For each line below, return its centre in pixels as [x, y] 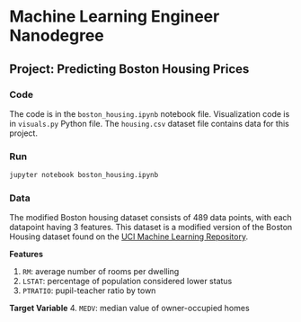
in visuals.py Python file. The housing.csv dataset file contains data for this [149, 123]
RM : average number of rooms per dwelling [101, 272]
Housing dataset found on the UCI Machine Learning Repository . [129, 237]
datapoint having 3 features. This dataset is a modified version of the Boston [151, 228]
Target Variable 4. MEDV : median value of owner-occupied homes [129, 309]
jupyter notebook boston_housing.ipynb [84, 175]
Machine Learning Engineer [115, 17]
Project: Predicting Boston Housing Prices [129, 69]
